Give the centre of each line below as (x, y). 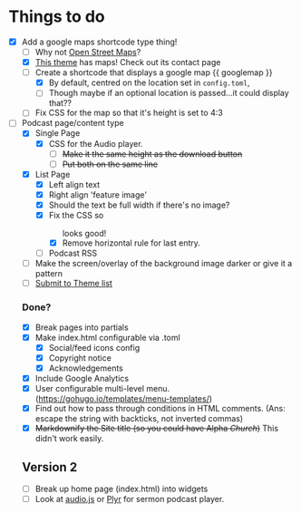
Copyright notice (80, 358)
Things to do (57, 17)
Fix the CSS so (76, 215)
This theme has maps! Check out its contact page (128, 63)
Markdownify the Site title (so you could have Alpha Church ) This (156, 429)
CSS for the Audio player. (96, 143)
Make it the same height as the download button (152, 154)
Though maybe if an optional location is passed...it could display (169, 93)
